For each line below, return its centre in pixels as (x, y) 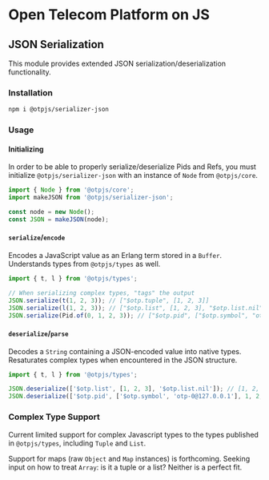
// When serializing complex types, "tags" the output (102, 293)
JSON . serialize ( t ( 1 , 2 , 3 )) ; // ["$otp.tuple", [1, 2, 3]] (109, 301)
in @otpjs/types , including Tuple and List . (77, 443)
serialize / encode (37, 237)
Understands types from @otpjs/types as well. (84, 264)
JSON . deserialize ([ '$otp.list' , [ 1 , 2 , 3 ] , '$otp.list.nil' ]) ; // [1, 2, (134, 389)
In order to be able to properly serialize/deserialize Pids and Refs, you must (132, 167)
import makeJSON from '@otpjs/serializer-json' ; (91, 198)
